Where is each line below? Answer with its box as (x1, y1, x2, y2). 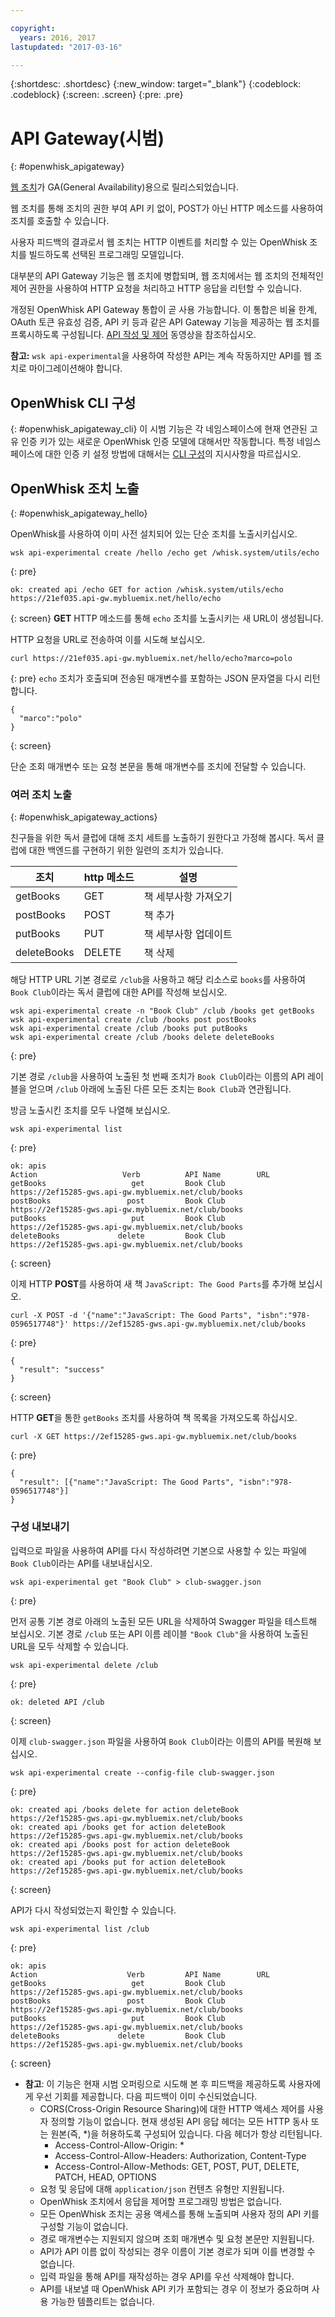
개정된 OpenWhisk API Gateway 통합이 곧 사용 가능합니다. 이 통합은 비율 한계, (10, 304, 318, 316)
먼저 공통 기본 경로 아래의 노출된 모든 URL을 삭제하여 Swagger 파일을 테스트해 (10, 1615, 318, 1627)
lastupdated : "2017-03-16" (10, 42, 123, 52)
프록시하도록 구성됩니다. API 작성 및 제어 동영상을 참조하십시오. (10, 329, 257, 341)
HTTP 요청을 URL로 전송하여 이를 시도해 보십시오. (10, 633, 206, 645)
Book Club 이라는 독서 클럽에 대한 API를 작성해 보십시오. (10, 986, 228, 998)
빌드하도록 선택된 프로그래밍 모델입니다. (28, 249, 185, 261)
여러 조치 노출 (10, 787, 73, 801)
